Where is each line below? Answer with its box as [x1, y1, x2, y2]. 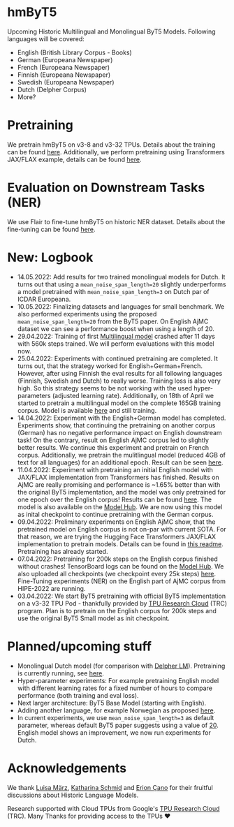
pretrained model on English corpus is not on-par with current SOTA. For [17, 525, 226, 533]
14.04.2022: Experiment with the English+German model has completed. [17, 413, 226, 422]
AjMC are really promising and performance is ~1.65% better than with [17, 480, 221, 489]
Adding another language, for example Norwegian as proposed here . [17, 706, 216, 715]
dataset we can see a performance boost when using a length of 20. [17, 324, 214, 332]
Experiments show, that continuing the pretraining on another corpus [17, 420, 216, 430]
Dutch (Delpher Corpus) [17, 85, 87, 94]
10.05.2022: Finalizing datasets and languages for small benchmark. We [17, 302, 225, 311]
